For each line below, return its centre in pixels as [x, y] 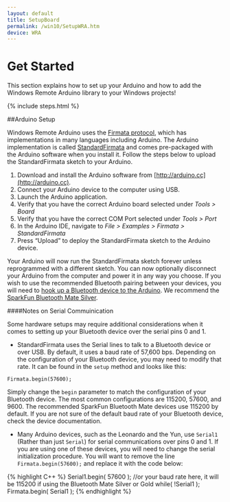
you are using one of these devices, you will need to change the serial [116, 449]
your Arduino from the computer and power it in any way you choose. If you [114, 276]
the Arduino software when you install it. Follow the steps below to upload [112, 154]
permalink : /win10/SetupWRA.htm [53, 26]
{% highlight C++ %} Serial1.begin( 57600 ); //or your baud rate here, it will [113, 477]
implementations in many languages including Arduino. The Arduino [103, 140]
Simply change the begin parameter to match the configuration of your [107, 392]
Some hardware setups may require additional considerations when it [105, 324]
